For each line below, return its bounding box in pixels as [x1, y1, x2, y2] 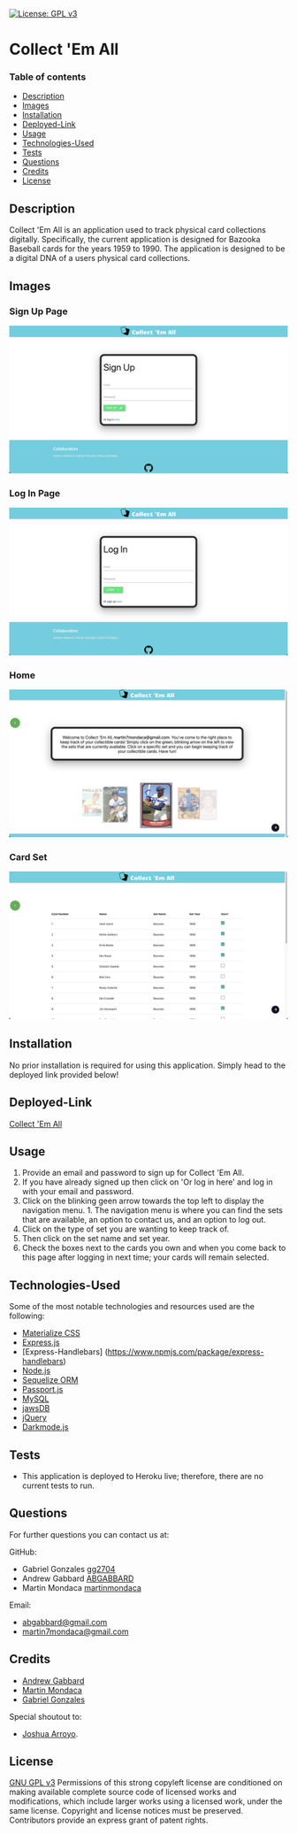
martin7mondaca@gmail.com [21, 1626, 129, 1637]
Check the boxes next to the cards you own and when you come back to [21, 1243, 286, 1254]
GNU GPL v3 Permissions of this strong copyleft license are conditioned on [9, 1777, 283, 1788]
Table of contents [9, 71, 87, 83]
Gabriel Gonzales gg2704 [21, 1563, 116, 1574]
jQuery [21, 1412, 47, 1423]
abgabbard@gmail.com [21, 1616, 108, 1627]
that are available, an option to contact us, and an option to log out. [21, 1215, 267, 1225]
